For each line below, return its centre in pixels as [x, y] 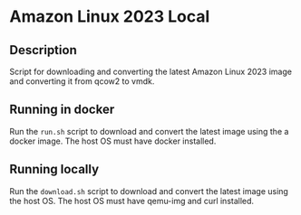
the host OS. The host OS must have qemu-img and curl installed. [132, 201]
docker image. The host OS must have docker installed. [113, 141]
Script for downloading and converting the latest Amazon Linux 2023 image [151, 71]
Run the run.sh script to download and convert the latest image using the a [149, 131]
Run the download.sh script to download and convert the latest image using [149, 191]
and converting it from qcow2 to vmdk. [82, 81]
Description [43, 50]
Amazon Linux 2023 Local [110, 17]
